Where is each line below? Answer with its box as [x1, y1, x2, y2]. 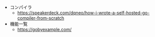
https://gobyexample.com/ [17, 27, 72, 32]
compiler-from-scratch [17, 15, 65, 21]
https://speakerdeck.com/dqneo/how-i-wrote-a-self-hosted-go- [17, 10, 150, 16]
